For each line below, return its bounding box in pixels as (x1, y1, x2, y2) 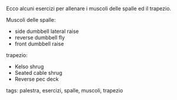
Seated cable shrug (14, 69, 63, 76)
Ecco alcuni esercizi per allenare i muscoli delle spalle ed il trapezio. (6, 5, 172, 12)
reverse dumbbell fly (14, 34, 65, 41)
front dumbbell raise (14, 41, 64, 47)
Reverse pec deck (14, 76, 59, 82)
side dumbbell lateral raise (14, 28, 79, 35)
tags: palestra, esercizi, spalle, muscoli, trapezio (6, 87, 123, 94)
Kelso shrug (14, 63, 44, 70)
